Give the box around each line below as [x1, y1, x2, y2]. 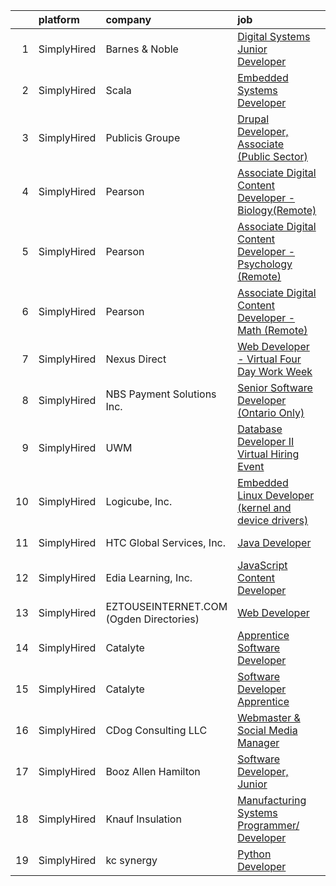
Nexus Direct [105, 352, 167, 366]
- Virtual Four [237, 352, 302, 366]
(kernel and [237, 501, 292, 514]
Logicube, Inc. [105, 495, 173, 508]
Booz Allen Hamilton [105, 765, 201, 778]
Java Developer [237, 536, 312, 549]
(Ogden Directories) [105, 612, 200, 626]
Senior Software [237, 381, 313, 394]
